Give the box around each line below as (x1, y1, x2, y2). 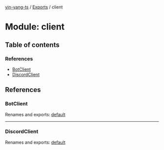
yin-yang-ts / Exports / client (5, 4, 63, 10)
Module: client (5, 21, 65, 32)
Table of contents (5, 41, 60, 49)
